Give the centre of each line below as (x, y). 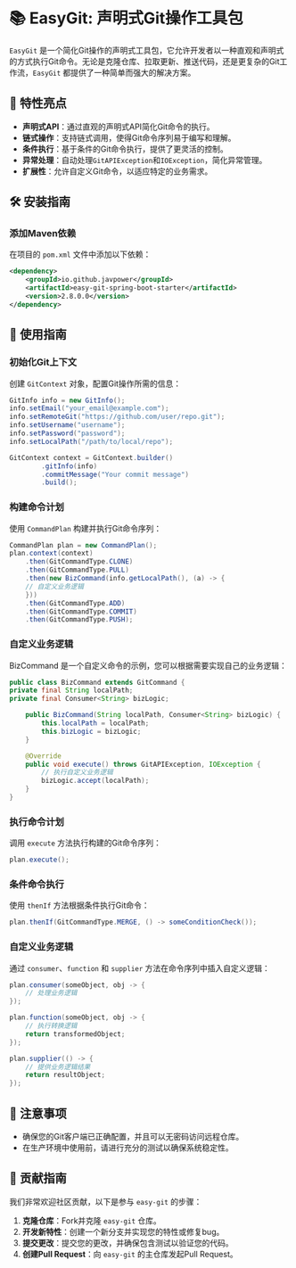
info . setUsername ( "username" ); (67, 425)
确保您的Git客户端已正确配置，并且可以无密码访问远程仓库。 (133, 1137)
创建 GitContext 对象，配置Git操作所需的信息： (95, 383)
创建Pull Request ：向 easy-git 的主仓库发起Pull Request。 (130, 1254)
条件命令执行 (37, 885)
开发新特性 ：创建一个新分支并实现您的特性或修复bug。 (123, 1231)
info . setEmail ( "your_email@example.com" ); (89, 408)
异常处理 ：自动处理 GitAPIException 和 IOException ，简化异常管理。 (144, 160)
